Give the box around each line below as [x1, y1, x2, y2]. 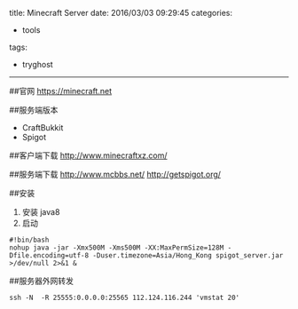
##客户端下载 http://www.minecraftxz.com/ [9, 150, 168, 161]
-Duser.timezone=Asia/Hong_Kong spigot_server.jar [92, 251, 284, 260]
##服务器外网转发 [9, 275, 74, 286]
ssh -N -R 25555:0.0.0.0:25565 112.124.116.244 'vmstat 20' [9, 293, 240, 302]
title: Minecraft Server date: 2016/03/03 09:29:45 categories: [9, 8, 233, 18]
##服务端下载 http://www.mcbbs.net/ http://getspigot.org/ [9, 169, 222, 179]
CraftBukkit [21, 123, 64, 132]
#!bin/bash [9, 235, 50, 244]
